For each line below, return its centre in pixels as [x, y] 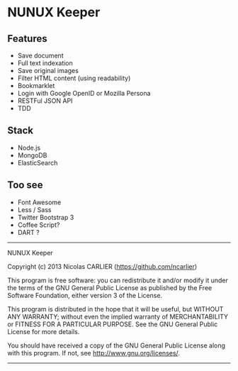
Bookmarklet [36, 85]
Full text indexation [45, 63]
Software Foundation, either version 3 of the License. [85, 295]
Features [27, 39]
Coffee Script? [39, 225]
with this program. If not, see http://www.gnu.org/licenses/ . [94, 353]
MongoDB [32, 155]
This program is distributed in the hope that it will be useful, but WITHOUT [115, 309]
